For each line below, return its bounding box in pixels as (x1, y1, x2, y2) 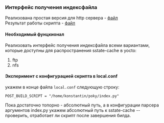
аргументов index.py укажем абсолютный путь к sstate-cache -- (5, 107, 141, 113)
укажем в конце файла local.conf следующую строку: (5, 84, 119, 90)
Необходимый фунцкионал (5, 31, 65, 37)
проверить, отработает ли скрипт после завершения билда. (5, 112, 131, 118)
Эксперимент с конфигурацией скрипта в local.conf (5, 73, 118, 79)
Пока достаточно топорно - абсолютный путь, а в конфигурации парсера (5, 102, 159, 108)
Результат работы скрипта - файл (5, 20, 75, 26)
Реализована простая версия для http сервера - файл (5, 15, 118, 21)
